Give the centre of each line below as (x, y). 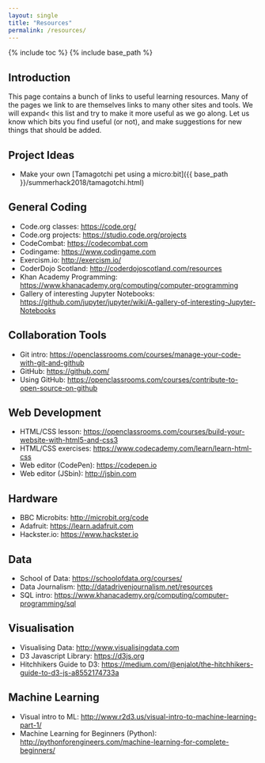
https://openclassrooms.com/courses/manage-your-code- (145, 354)
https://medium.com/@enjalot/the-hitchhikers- (178, 664)
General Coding (47, 208)
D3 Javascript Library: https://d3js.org (82, 655)
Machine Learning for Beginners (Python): (88, 733)
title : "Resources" (40, 23)
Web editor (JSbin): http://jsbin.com (78, 474)
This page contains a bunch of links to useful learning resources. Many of (128, 96)
